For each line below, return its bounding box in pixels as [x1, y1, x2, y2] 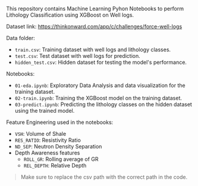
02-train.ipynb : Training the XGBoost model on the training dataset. [14, 95, 183, 101]
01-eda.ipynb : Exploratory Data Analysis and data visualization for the [14, 82, 186, 89]
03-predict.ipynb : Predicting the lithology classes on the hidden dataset [14, 101, 192, 108]
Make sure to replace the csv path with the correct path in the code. [20, 173, 188, 181]
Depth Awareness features [14, 149, 80, 156]
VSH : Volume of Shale [14, 131, 67, 137]
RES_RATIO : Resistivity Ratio [14, 137, 81, 144]
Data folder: [6, 35, 36, 41]
